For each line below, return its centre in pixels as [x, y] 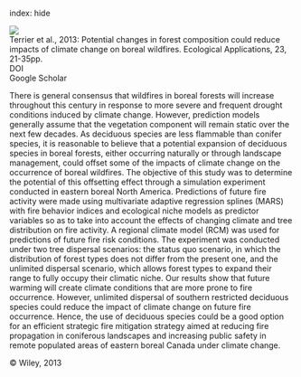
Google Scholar [38, 78]
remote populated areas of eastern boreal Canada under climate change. [145, 345]
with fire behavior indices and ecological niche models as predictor [134, 211]
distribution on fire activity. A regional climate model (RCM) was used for [145, 230]
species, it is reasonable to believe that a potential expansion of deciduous [148, 143]
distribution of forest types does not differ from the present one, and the [144, 259]
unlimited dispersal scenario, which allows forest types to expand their [141, 269]
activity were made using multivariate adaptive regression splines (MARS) [147, 201]
